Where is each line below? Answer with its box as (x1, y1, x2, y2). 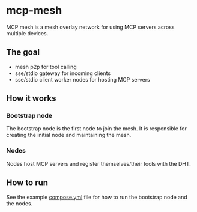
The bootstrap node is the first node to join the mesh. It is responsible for (6, 125, 187, 132)
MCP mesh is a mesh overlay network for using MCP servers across (6, 23, 175, 31)
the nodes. (6, 199, 33, 207)
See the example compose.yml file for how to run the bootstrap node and (6, 193, 187, 201)
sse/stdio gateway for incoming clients (14, 70, 111, 77)
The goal (6, 47, 40, 58)
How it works (6, 94, 56, 104)
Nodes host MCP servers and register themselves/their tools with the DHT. (6, 160, 191, 167)
